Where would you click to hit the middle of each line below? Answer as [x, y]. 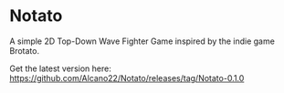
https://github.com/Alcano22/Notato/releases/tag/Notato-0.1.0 [127, 77]
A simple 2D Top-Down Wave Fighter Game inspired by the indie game [142, 41]
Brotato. [24, 50]
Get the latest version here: [60, 68]
